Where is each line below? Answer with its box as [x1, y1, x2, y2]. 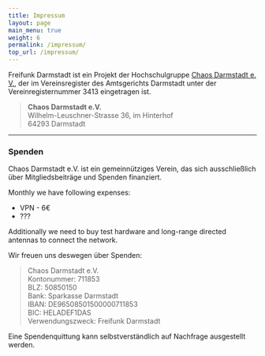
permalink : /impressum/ [8, 41, 87, 49]
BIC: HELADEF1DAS [27, 308, 92, 317]
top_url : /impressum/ [8, 48, 80, 56]
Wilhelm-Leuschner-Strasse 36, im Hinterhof [27, 111, 174, 119]
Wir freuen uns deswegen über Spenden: [8, 251, 142, 260]
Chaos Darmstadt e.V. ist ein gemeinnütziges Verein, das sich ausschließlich [8, 164, 256, 174]
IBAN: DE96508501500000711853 [27, 300, 138, 309]
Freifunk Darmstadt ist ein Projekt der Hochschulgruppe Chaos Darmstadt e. [8, 70, 256, 79]
